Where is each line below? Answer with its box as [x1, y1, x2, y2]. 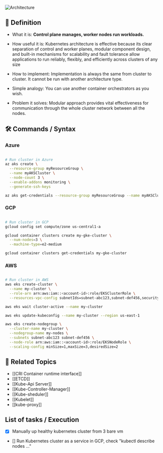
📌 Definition [5, 18, 41, 27]
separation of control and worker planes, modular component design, [12, 46, 151, 52]
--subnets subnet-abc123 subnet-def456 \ [9, 335, 95, 340]
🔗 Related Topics [5, 358, 57, 366]
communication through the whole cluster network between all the [12, 105, 145, 111]
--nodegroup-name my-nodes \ [9, 331, 68, 336]
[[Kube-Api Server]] [12, 381, 52, 387]
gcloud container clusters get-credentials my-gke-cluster [5, 251, 127, 256]
